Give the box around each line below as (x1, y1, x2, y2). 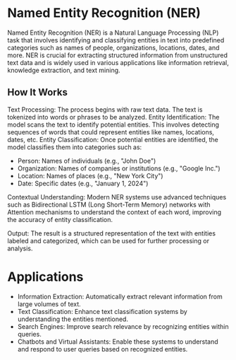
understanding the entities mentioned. (17, 315, 129, 323)
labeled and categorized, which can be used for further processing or (7, 236, 210, 245)
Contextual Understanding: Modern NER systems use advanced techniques (7, 192, 227, 201)
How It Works (7, 86, 68, 98)
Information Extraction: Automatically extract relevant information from (17, 292, 223, 301)
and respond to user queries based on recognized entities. (17, 344, 188, 353)
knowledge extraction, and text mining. (7, 66, 121, 74)
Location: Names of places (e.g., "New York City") (17, 171, 163, 180)
